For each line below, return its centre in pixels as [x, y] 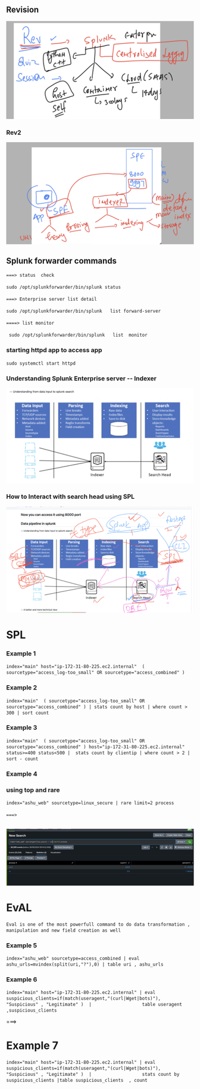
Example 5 [22, 945]
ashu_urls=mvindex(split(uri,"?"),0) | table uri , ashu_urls [85, 964]
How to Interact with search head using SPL [71, 497]
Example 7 [32, 1046]
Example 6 [22, 979]
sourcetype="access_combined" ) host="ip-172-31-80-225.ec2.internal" [96, 747]
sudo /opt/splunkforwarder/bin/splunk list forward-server [84, 311]
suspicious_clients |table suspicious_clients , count [77, 1081]
